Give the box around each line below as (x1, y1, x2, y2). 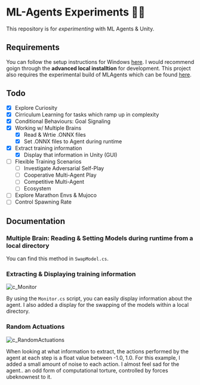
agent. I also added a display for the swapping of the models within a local (6, 301, 189, 309)
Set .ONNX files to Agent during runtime (23, 137, 122, 145)
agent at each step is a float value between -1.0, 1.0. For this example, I (6, 354, 180, 361)
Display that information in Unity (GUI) (23, 152, 118, 158)
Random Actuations (6, 322, 65, 331)
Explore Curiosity (14, 104, 58, 111)
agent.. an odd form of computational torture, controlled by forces (6, 366, 168, 374)
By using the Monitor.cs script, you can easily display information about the (6, 295, 192, 302)
